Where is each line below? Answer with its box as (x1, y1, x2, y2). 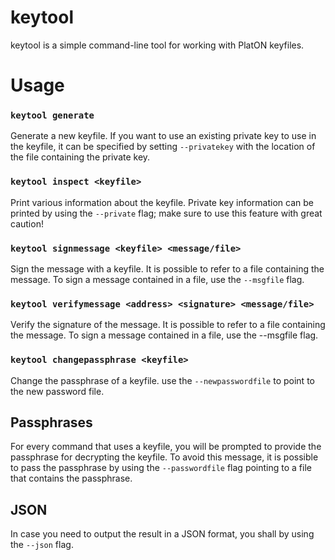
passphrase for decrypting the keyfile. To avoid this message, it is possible (10, 451, 319, 463)
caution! (10, 217, 44, 230)
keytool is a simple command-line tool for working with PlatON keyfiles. (10, 39, 305, 51)
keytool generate (10, 110, 95, 121)
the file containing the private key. (10, 151, 151, 163)
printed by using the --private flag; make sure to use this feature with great (10, 207, 323, 219)
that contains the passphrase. (10, 472, 133, 485)
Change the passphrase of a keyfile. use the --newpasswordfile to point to (10, 374, 315, 386)
